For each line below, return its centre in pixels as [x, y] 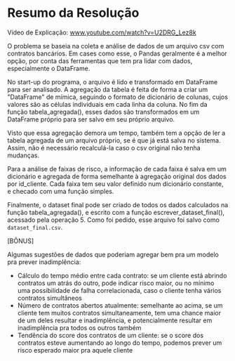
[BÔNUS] [21, 241]
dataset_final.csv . [35, 227]
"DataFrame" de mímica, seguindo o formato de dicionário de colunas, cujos [117, 97]
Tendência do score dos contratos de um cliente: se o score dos [110, 335]
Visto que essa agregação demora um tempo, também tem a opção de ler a [116, 133]
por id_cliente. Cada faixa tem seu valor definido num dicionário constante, [115, 183]
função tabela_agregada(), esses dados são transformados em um [103, 112]
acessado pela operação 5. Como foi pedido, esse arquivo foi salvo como [113, 220]
